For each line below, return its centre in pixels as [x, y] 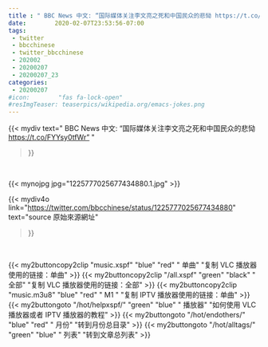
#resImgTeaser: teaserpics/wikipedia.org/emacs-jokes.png [106, 104]
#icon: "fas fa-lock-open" [66, 97]
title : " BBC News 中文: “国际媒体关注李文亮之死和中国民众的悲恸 [110, 16]
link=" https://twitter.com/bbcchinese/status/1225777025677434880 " [122, 207]
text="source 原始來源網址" [53, 217]
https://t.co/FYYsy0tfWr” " [52, 137]
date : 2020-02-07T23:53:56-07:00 [77, 23]
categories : [28, 82]
